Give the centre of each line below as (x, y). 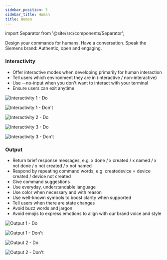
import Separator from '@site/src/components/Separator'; (65, 33)
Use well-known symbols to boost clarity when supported (72, 197)
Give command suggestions (41, 181)
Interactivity (20, 61)
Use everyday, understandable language (54, 187)
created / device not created (42, 176)
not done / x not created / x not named (52, 165)
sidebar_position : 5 (27, 10)
